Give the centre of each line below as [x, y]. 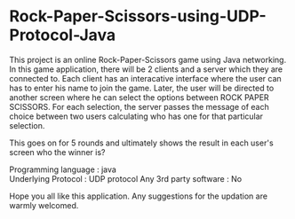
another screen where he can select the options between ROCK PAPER [139, 97]
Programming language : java [63, 169]
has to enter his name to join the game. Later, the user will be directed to [142, 88]
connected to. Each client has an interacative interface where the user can [145, 78]
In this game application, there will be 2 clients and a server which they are [146, 69]
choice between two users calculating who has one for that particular [136, 116]
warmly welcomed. [44, 205]
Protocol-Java [63, 35]
